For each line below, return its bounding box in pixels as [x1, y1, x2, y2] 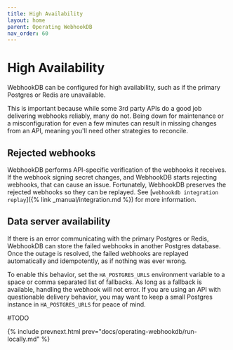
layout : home [7, 17, 46, 24]
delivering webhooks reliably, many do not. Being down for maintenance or [7, 112, 224, 120]
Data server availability [7, 215, 111, 228]
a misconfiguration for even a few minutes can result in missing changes [7, 119, 217, 128]
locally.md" [7, 335, 40, 343]
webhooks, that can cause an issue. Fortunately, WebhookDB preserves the [7, 180, 227, 189]
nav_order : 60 [7, 29, 49, 37]
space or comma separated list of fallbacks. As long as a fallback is [7, 278, 202, 286]
